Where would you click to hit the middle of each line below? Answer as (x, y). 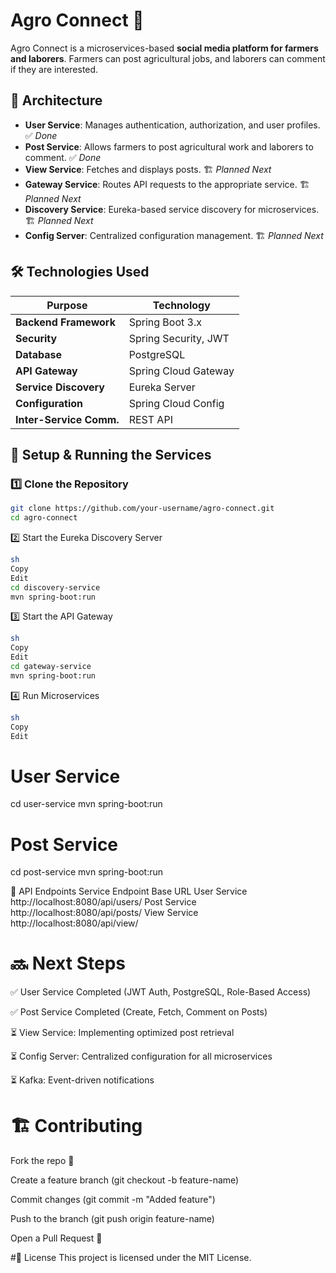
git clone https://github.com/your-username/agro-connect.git (142, 509)
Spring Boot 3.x (165, 322)
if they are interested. (54, 69)
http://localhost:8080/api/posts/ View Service (104, 913)
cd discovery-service (55, 587)
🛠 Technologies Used (80, 272)
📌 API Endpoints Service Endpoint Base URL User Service (129, 891)
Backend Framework (65, 322)
